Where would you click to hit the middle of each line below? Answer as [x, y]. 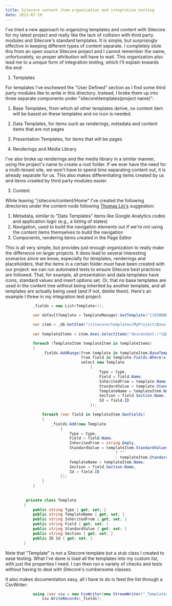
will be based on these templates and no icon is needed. [72, 114]
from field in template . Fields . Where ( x [124, 358]
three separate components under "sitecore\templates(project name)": [80, 98]
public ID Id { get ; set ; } [63, 538]
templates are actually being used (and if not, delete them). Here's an [79, 291]
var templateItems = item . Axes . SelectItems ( [81, 334]
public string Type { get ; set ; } [69, 510]
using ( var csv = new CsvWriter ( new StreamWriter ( [88, 594]
